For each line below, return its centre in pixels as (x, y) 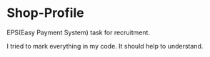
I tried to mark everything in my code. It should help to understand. (105, 46)
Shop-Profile (45, 13)
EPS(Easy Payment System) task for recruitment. (79, 32)
